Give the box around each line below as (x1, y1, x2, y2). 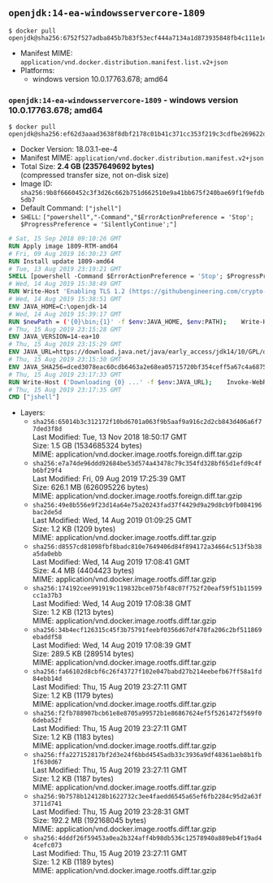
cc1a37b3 (32, 591, 63, 600)
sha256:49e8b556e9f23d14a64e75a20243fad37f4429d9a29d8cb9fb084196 (32, 501, 262, 509)
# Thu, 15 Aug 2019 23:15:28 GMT (8, 325, 122, 333)
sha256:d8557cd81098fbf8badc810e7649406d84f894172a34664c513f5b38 (32, 543, 262, 552)
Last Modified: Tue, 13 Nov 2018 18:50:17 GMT (32, 432, 188, 442)
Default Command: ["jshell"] (19, 203, 122, 213)
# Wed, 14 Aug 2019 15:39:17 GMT (8, 309, 122, 318)
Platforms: (19, 65, 55, 75)
